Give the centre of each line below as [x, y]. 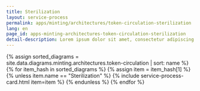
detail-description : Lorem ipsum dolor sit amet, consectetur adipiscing [100, 40]
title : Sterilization [33, 12]
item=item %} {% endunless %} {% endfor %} [88, 82]
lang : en [17, 28]
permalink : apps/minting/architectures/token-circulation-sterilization [99, 23]
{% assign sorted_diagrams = [43, 57]
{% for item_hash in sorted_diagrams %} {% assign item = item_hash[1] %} [99, 69]
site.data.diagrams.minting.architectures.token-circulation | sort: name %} [98, 63]
